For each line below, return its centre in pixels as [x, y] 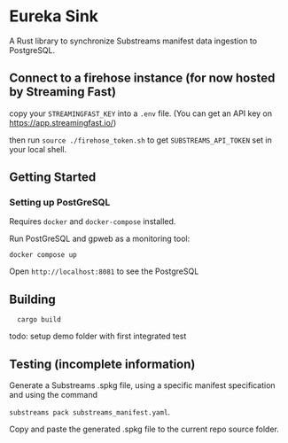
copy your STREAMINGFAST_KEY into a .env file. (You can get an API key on [141, 113]
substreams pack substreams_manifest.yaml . [90, 412]
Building [32, 299]
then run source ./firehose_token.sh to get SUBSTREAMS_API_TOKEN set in [140, 140]
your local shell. [38, 149]
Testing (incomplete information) [102, 364]
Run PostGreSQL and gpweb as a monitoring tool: [100, 239]
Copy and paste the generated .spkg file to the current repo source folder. [144, 429]
